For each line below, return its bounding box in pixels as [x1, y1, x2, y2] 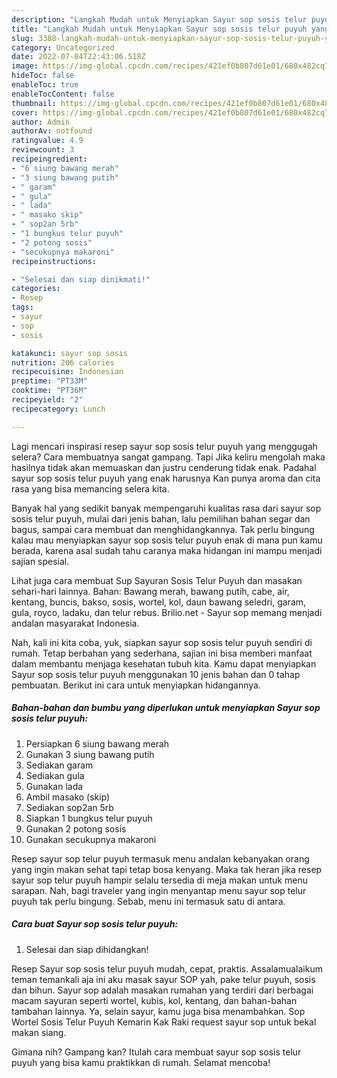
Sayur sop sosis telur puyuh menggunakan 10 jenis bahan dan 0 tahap [11, 668, 301, 680]
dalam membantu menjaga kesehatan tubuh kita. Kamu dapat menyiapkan [11, 657, 317, 670]
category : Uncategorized [11, 42, 115, 53]
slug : [11, 33, 34, 43]
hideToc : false [11, 71, 75, 81]
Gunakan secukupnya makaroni [25, 833, 157, 845]
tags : [11, 302, 34, 313]
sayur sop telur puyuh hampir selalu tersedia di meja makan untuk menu [11, 874, 308, 886]
